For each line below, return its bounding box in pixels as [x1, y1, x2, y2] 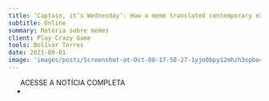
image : [8, 56, 30, 64]
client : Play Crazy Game [8, 33, 91, 42]
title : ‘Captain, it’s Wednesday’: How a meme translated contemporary [8, 11, 252, 20]
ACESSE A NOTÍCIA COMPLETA [19, 77, 126, 87]
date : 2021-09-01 [8, 49, 66, 56]
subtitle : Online [8, 19, 66, 27]
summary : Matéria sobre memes [8, 26, 110, 34]
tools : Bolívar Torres [8, 41, 84, 49]
